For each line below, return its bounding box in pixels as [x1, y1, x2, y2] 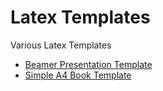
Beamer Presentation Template [24, 58, 153, 70]
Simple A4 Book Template [24, 69, 132, 81]
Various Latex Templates [10, 39, 112, 51]
